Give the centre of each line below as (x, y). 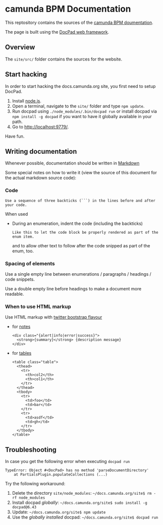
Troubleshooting (31, 450)
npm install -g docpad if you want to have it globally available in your (82, 116)
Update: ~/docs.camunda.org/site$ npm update (59, 512)
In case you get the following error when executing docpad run (67, 462)
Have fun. (15, 136)
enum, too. (23, 251)
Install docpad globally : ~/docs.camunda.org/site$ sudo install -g (80, 503)
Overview (20, 47)
